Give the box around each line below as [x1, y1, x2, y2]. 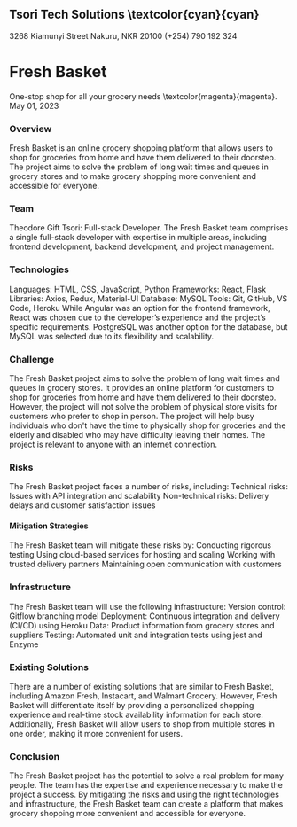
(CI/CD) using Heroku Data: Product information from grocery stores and [9, 620, 275, 630]
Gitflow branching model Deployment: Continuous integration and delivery [9, 611, 281, 621]
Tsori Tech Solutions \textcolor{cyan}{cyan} [9, 7, 260, 22]
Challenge [9, 353, 55, 365]
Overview [9, 122, 52, 135]
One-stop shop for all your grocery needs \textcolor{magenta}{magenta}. [9, 90, 277, 101]
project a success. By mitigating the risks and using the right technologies [9, 789, 279, 800]
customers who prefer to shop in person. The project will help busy [9, 410, 254, 421]
